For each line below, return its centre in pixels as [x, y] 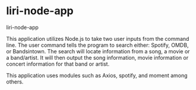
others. [15, 82]
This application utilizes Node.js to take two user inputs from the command [98, 38]
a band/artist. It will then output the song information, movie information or [97, 57]
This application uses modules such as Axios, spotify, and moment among [97, 75]
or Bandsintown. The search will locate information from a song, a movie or [98, 51]
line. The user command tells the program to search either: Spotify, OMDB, [97, 45]
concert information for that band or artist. [58, 64]
